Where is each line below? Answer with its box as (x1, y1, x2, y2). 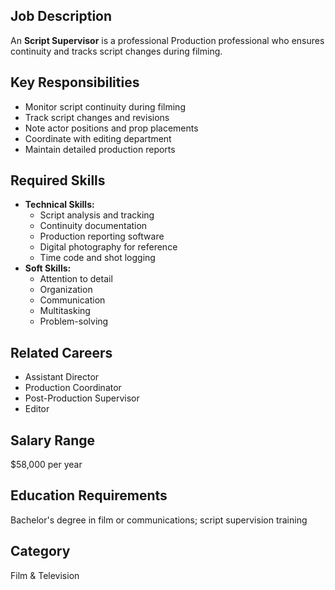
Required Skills (10, 172, 106, 189)
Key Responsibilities (10, 74, 140, 91)
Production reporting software (39, 230, 165, 243)
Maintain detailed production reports (24, 143, 176, 155)
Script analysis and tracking (39, 209, 155, 221)
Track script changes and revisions (24, 111, 170, 123)
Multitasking (39, 305, 91, 317)
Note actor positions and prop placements (24, 122, 199, 134)
